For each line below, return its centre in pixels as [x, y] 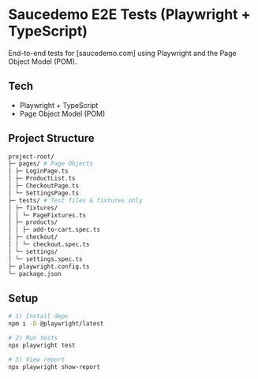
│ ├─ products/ [33, 222]
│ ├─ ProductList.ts [42, 179]
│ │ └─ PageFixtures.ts [47, 215]
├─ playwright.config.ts [49, 266]
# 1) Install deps [38, 317]
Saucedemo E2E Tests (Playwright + [129, 15]
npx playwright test [42, 345]
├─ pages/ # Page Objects [50, 164]
